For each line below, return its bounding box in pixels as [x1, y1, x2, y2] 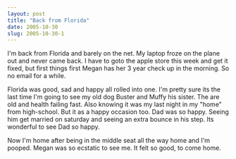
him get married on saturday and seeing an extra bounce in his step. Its [7, 115, 214, 124]
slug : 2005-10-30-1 [7, 30, 65, 37]
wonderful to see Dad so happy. [7, 122, 100, 131]
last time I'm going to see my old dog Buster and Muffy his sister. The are [7, 93, 220, 101]
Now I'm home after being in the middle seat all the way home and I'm [7, 136, 210, 145]
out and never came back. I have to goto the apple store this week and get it [7, 57, 228, 65]
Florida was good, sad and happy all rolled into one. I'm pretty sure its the [7, 85, 221, 94]
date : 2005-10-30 [7, 23, 58, 30]
